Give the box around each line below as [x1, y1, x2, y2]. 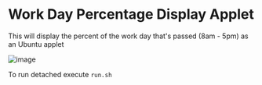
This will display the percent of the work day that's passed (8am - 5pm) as [8, 31, 249, 41]
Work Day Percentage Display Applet [8, 5, 255, 23]
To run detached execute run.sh [8, 69, 112, 79]
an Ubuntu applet [8, 39, 64, 48]
